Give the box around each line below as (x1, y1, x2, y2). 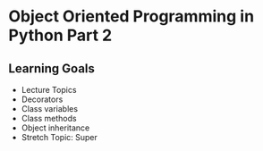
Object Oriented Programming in (8, 6, 255, 27)
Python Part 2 (8, 25, 113, 46)
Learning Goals (8, 61, 96, 76)
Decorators (21, 94, 64, 105)
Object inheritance (21, 122, 90, 133)
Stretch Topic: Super (21, 132, 98, 142)
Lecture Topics (21, 85, 77, 95)
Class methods (21, 113, 77, 123)
